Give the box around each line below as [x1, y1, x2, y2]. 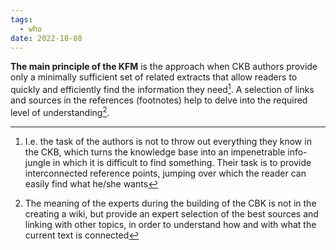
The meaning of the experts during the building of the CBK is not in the [24, 197, 317, 209]
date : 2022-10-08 [10, 33, 83, 43]
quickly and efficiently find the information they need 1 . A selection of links [10, 82, 315, 96]
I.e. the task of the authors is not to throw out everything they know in [24, 135, 312, 147]
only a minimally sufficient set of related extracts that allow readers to [10, 71, 298, 83]
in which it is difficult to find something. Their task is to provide [52, 156, 312, 168]
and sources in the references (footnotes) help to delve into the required [10, 94, 308, 106]
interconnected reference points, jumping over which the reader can [24, 167, 307, 179]
